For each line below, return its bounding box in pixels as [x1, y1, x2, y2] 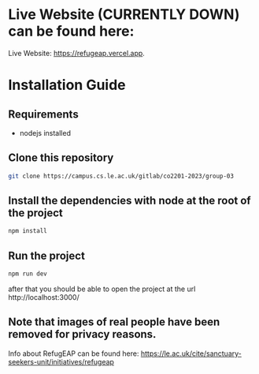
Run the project [8, 249, 85, 262]
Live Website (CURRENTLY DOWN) [8, 6, 240, 24]
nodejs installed [19, 128, 71, 137]
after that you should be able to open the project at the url [8, 284, 196, 294]
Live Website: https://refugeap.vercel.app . [8, 48, 146, 58]
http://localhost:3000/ [8, 293, 80, 301]
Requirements [8, 107, 79, 121]
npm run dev [8, 270, 47, 278]
